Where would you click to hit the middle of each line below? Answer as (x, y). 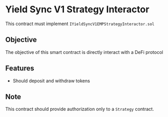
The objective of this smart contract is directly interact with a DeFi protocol (84, 52)
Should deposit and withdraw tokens (51, 81)
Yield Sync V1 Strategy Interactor (77, 9)
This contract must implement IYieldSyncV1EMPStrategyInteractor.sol (80, 24)
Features (20, 69)
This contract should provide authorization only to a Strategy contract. (80, 109)
